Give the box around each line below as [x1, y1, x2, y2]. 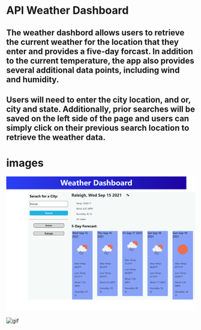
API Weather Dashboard [6, 4, 129, 17]
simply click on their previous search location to [6, 122, 190, 133]
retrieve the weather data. [6, 132, 106, 142]
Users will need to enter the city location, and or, [6, 94, 191, 105]
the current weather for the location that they [6, 37, 179, 47]
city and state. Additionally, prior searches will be [6, 104, 196, 114]
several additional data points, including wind [6, 65, 180, 75]
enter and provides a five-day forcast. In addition [6, 46, 193, 56]
